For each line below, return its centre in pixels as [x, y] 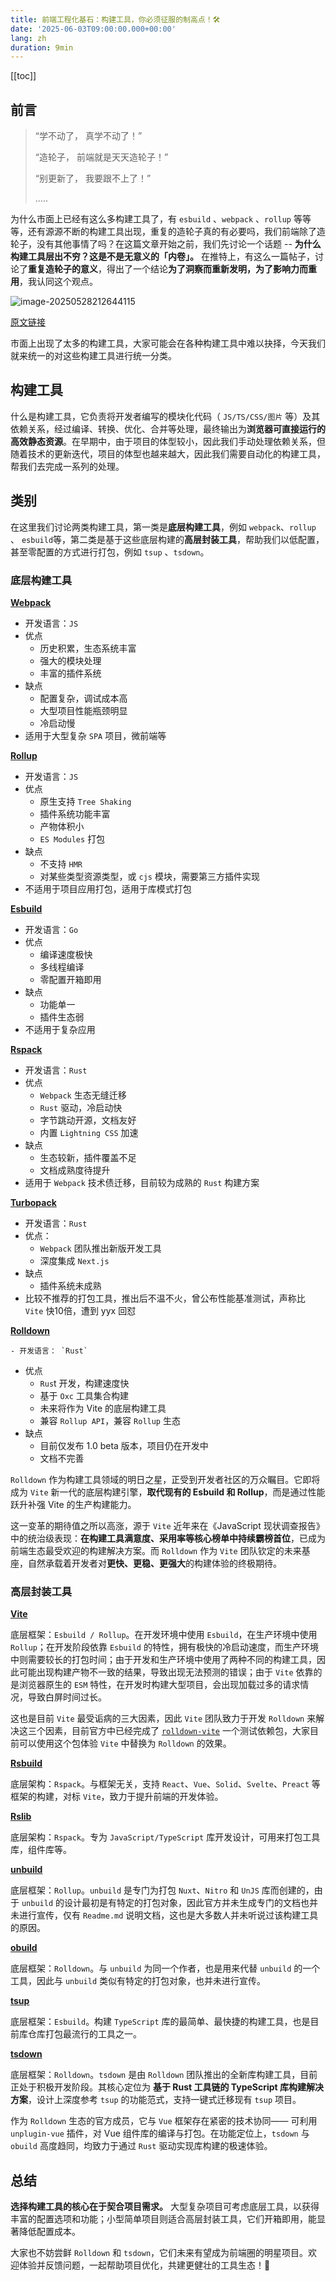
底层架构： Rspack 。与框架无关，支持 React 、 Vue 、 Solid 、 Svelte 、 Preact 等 [165, 1784]
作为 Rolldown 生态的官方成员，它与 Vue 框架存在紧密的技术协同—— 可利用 [164, 2121]
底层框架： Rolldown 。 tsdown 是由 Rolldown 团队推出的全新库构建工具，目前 [164, 2075]
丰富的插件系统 [70, 673]
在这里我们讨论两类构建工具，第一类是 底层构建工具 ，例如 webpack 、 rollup [163, 527]
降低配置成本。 [49, 2232]
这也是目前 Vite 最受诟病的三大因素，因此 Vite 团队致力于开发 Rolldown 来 [163, 1718]
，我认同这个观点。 [58, 282]
